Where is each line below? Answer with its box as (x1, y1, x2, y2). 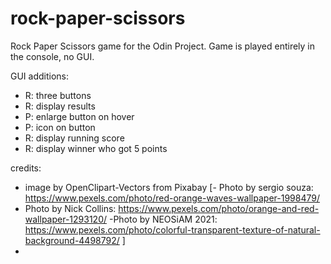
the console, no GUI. (10, 50, 95, 62)
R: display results (24, 100, 96, 112)
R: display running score (24, 132, 125, 144)
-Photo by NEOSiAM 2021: (108, 213, 218, 225)
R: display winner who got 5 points (24, 142, 168, 154)
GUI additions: (10, 70, 70, 82)
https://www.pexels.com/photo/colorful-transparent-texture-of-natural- (24, 223, 321, 236)
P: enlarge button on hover (24, 110, 135, 122)
